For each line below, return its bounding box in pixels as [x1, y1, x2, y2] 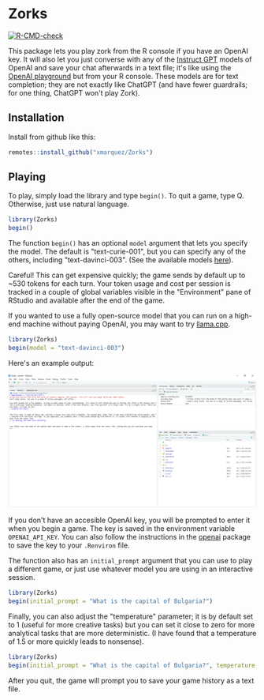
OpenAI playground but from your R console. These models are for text [8, 71, 239, 81]
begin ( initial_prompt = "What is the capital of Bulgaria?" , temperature [8, 661, 256, 669]
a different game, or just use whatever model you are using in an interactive [8, 564, 254, 574]
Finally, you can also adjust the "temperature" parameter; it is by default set [8, 612, 254, 621]
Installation [8, 111, 65, 125]
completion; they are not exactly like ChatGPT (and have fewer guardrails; [8, 80, 248, 89]
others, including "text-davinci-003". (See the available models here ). [8, 255, 234, 265]
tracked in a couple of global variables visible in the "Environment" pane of [8, 288, 251, 297]
